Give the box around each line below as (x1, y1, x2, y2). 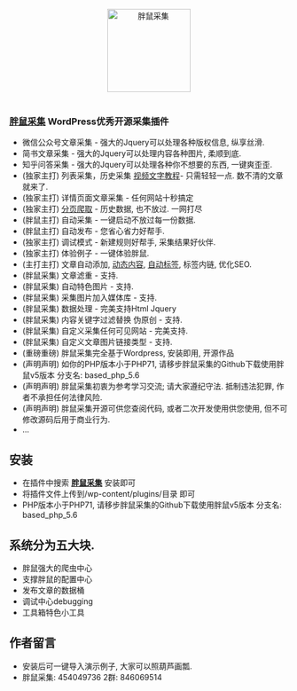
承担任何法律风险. (37, 392, 103, 403)
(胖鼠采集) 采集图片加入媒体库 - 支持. (21, 293, 158, 303)
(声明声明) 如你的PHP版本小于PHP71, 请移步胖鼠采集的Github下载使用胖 (21, 359, 285, 370)
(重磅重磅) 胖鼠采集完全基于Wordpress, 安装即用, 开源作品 (21, 348, 235, 358)
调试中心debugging (21, 595, 93, 607)
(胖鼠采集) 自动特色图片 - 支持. (21, 281, 135, 292)
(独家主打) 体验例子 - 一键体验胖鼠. (21, 248, 150, 259)
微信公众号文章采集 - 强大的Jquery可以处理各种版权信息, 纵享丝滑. (21, 137, 265, 148)
